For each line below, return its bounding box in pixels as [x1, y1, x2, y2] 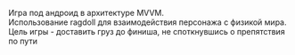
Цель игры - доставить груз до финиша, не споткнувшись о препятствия [8, 27, 286, 36]
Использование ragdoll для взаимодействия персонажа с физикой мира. [8, 17, 287, 27]
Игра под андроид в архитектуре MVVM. [8, 8, 165, 18]
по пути [8, 35, 37, 46]
